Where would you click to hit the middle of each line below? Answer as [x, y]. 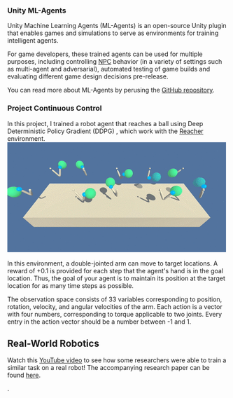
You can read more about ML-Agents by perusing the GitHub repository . [111, 90]
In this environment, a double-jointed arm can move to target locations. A [113, 263]
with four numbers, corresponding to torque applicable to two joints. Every [115, 314]
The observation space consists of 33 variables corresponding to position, [115, 299]
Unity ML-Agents [37, 11]
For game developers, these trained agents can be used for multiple [105, 54]
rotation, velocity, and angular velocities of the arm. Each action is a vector [115, 306]
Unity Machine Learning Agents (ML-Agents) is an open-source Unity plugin [117, 26]
